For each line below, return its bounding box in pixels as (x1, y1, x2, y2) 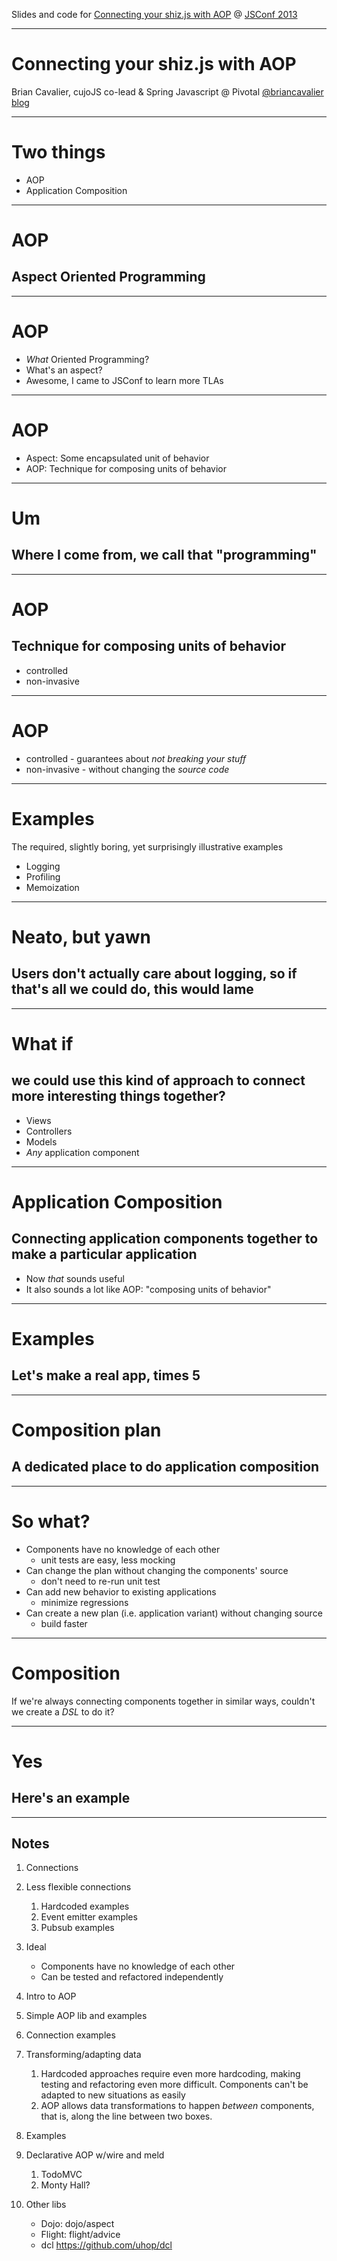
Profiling (25, 870, 61, 883)
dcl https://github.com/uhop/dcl (40, 2239, 173, 2251)
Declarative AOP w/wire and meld (25, 2149, 165, 2161)
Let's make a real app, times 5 (11, 1367, 201, 1384)
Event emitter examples (40, 1911, 138, 1923)
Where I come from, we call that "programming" (11, 547, 318, 564)
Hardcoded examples (40, 1900, 130, 1913)
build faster (40, 1617, 88, 1629)
